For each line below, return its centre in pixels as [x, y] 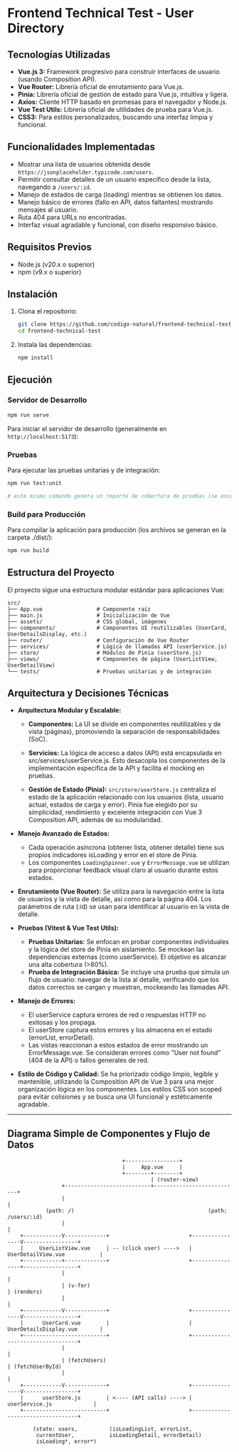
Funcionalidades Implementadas [81, 147]
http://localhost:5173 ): [43, 436]
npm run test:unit [34, 483]
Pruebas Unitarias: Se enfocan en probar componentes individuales [128, 942]
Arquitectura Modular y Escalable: [69, 710]
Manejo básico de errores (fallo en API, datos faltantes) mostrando [115, 202]
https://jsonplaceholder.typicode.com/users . [86, 172]
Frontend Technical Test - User [101, 13]
